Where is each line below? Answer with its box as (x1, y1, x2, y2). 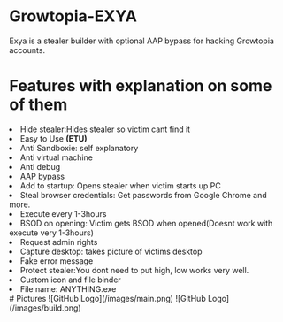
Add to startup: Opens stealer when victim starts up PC (20, 180, 221, 191)
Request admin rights (20, 236, 98, 247)
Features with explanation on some (9, 76, 272, 96)
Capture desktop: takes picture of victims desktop (20, 246, 203, 257)
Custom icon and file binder (20, 274, 121, 285)
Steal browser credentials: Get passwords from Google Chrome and (20, 189, 267, 200)
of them (9, 95, 68, 115)
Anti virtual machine (20, 152, 93, 163)
